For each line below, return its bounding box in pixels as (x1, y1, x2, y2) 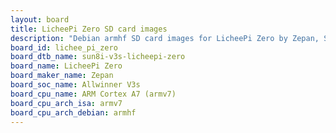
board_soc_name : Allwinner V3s (10, 80, 141, 90)
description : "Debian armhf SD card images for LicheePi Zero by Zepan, (10, 33, 320, 43)
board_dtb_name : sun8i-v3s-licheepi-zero (10, 52, 186, 62)
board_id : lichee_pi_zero (10, 42, 118, 53)
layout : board (10, 14, 70, 25)
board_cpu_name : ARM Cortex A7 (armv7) (10, 89, 177, 99)
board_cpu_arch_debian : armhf (10, 107, 137, 118)
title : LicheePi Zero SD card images (10, 24, 168, 34)
